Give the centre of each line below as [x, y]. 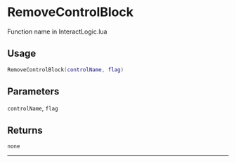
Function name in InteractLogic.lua [57, 31]
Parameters [33, 92]
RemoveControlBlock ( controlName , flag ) [66, 70]
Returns [25, 130]
